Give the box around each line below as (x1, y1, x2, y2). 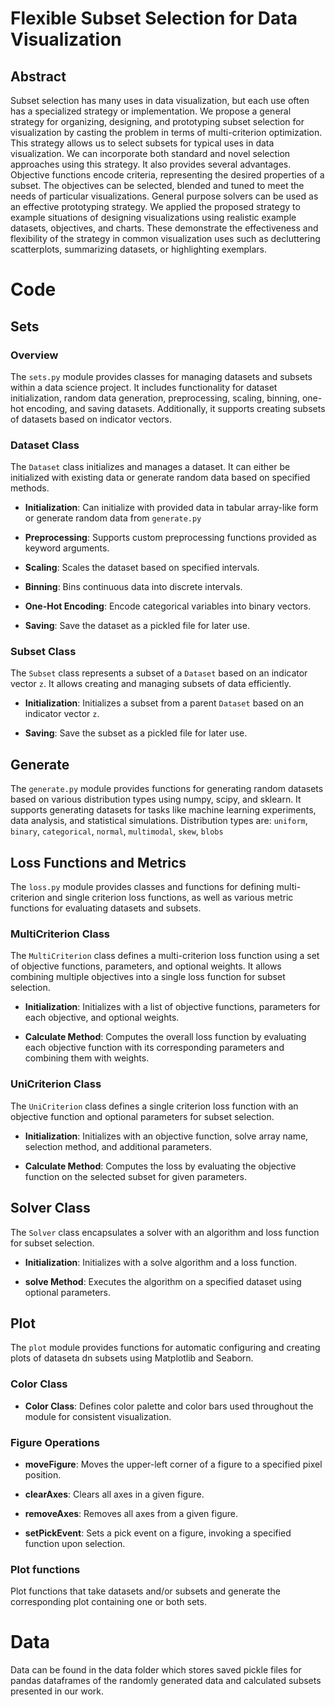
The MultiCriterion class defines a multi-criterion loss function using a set (10, 950, 320, 962)
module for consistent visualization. (24, 1410, 172, 1422)
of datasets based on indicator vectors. (10, 413, 172, 425)
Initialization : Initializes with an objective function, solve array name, (24, 1130, 309, 1142)
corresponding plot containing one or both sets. (10, 1596, 207, 1608)
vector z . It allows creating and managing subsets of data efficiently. (10, 678, 292, 690)
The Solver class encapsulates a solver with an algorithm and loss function (10, 1226, 320, 1238)
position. (24, 1468, 62, 1481)
